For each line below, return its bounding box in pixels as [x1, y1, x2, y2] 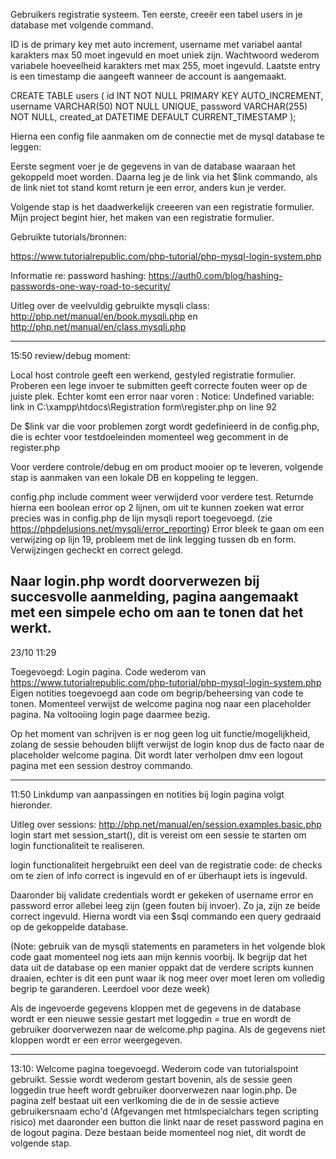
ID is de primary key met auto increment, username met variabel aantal [10, 39, 303, 50]
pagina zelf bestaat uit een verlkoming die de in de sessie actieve [10, 1094, 280, 1106]
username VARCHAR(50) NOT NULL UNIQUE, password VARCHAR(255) [10, 100, 308, 112]
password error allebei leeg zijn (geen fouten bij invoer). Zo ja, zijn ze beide [10, 899, 321, 911]
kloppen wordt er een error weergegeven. [10, 1034, 183, 1046]
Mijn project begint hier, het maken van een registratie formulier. [10, 212, 275, 223]
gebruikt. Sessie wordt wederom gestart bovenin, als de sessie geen [10, 1073, 293, 1085]
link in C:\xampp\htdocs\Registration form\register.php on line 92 [10, 401, 278, 413]
